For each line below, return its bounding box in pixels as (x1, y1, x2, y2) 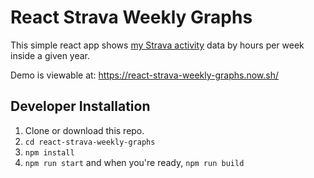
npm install (24, 147, 75, 158)
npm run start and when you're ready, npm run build (24, 156, 245, 168)
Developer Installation (10, 98, 151, 115)
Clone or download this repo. (24, 124, 145, 136)
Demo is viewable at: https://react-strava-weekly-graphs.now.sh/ (10, 69, 280, 81)
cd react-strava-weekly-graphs (24, 137, 156, 147)
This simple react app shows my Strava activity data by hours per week (10, 39, 305, 51)
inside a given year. (10, 49, 91, 61)
